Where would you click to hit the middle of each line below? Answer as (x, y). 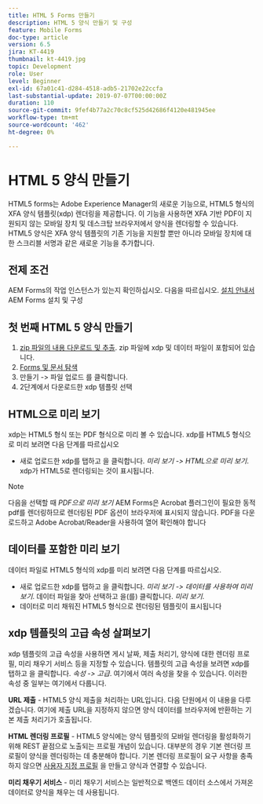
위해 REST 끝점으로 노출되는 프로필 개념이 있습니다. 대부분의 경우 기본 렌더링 (126, 746)
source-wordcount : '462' (49, 125)
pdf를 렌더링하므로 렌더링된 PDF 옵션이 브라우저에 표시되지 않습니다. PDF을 (124, 512)
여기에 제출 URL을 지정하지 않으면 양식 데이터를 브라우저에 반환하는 (140, 709)
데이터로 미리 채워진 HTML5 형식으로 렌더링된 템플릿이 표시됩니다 (121, 606)
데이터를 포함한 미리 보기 (64, 549)
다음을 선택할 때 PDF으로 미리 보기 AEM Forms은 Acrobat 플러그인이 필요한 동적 (132, 502)
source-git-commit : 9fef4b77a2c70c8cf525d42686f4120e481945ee (112, 111)
